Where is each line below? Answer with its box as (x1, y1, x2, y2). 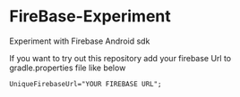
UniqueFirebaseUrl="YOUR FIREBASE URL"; (9, 79, 163, 88)
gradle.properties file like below (9, 62, 126, 73)
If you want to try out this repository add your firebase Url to (9, 53, 232, 63)
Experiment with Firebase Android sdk (9, 36, 150, 46)
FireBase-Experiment (9, 6, 172, 27)
